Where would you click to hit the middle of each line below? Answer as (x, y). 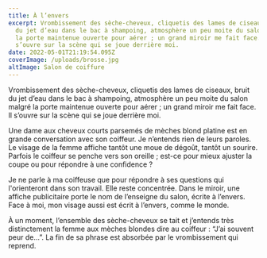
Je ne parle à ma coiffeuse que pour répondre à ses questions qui (116, 179)
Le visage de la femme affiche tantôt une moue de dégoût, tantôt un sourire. (133, 147)
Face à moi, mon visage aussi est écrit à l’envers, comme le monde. (119, 205)
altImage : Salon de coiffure (56, 67)
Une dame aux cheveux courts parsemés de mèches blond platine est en (128, 130)
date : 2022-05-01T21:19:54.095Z (62, 52)
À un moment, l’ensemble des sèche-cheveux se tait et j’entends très (121, 220)
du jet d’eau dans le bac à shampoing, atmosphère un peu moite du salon (128, 98)
